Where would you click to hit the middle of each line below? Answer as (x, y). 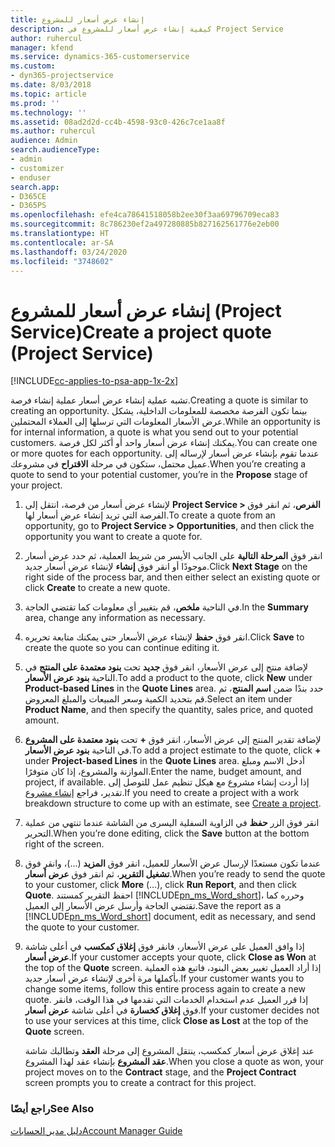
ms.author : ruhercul (53, 131)
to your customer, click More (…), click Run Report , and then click (160, 885)
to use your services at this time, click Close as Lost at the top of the (166, 1021)
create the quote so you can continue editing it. (122, 648)
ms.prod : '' (35, 103)
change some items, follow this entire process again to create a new (165, 989)
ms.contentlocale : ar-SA (62, 242)
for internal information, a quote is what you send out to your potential (154, 432)
